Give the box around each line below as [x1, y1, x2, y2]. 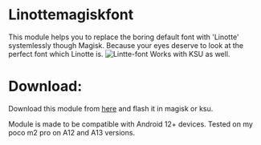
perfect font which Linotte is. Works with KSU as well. [8, 49, 230, 58]
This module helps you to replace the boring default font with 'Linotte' [8, 32, 239, 42]
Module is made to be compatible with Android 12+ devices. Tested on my [8, 119, 253, 129]
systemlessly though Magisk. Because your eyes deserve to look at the [8, 40, 243, 50]
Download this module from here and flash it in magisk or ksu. [8, 103, 214, 113]
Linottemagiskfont [8, 6, 134, 24]
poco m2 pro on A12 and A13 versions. [8, 127, 135, 137]
